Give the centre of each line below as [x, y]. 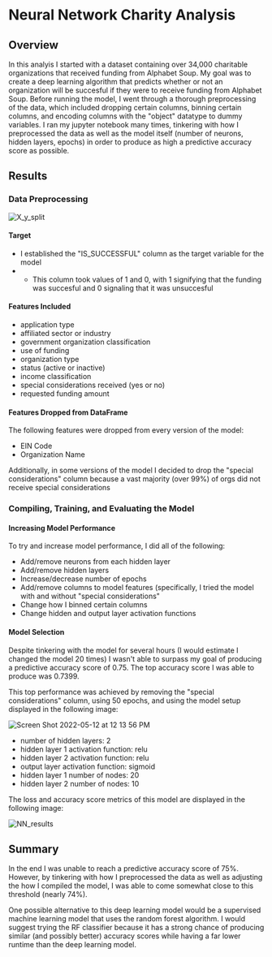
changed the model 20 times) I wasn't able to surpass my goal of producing [135, 658]
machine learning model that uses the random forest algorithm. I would [127, 919]
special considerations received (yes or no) [93, 385]
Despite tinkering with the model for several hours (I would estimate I [123, 650]
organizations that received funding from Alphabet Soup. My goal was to [130, 73]
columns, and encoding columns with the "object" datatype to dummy [125, 116]
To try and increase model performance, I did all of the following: [117, 546]
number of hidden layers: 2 [65, 740]
